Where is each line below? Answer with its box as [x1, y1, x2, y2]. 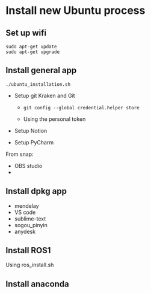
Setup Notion [14, 127, 48, 134]
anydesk [14, 228, 36, 235]
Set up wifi [5, 28, 46, 38]
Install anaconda [5, 279, 70, 289]
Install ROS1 [5, 245, 51, 256]
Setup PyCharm [14, 138, 54, 146]
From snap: [5, 150, 34, 158]
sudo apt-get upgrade [5, 49, 60, 55]
